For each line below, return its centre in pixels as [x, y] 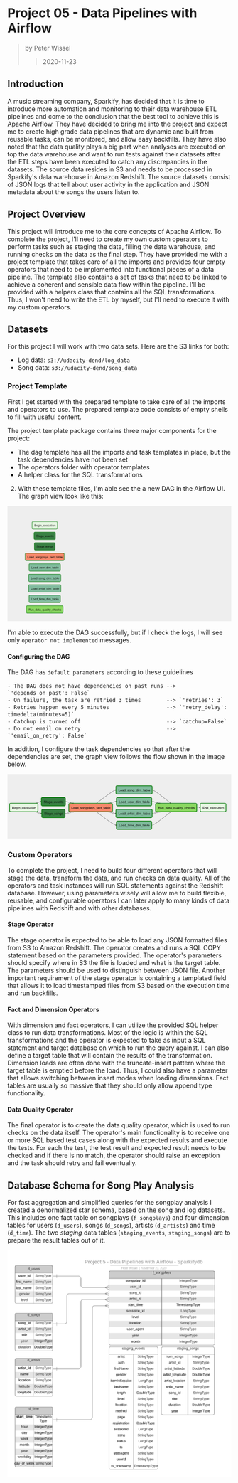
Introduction [36, 84]
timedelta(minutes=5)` [41, 715]
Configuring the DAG [39, 657]
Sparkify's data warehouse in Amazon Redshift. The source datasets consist [119, 176]
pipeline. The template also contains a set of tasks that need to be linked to [117, 277]
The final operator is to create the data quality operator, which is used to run [119, 1125]
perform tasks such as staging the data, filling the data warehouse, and [112, 246]
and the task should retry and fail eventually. [72, 1163]
